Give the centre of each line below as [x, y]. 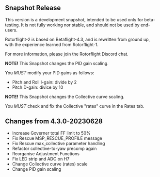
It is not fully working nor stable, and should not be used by [80, 25]
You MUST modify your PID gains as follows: [50, 73]
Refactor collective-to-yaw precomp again [54, 148]
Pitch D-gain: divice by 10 [38, 87]
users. [11, 30]
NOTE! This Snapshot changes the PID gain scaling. [57, 63]
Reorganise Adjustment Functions [46, 153]
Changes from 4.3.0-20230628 [54, 121]
